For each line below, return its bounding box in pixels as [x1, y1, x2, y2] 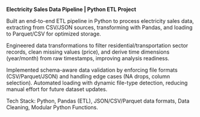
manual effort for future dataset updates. [6, 86, 107, 93]
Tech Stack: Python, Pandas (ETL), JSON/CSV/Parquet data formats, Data [6, 97, 190, 104]
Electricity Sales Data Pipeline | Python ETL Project [6, 6, 137, 13]
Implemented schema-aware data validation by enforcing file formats [6, 66, 178, 74]
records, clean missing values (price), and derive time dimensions [6, 48, 170, 55]
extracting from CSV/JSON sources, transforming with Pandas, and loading [6, 24, 193, 31]
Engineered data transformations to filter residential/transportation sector [6, 42, 189, 49]
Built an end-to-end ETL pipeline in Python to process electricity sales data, [6, 17, 194, 24]
